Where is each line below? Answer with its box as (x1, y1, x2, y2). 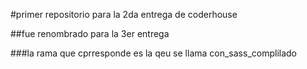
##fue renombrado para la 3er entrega (10, 28, 170, 39)
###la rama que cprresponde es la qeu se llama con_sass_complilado (10, 47, 298, 59)
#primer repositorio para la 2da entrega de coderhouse (10, 9, 238, 20)
